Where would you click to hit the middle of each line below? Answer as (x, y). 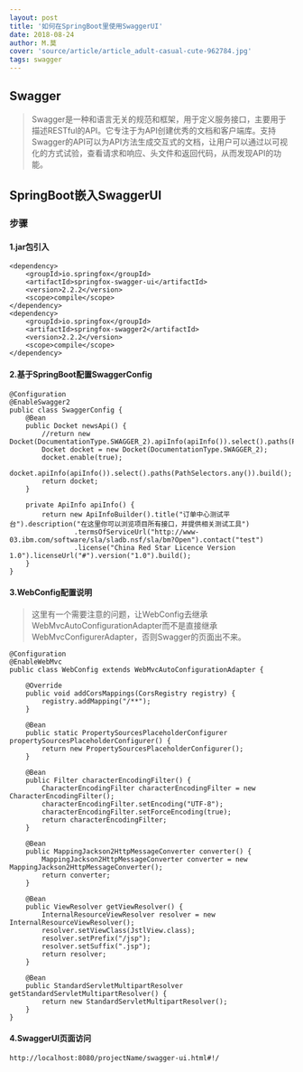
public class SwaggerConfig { (66, 410)
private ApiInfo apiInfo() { (80, 505)
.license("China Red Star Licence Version (155, 547)
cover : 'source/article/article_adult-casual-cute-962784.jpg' (131, 51)
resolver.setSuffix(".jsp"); (96, 946)
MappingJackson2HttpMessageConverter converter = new (145, 859)
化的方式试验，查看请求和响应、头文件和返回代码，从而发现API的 (152, 153)
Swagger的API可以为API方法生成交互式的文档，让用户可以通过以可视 (160, 142)
